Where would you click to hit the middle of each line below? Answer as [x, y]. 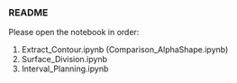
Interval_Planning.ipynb [65, 69]
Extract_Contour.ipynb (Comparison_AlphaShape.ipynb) [125, 50]
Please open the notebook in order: [74, 32]
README [28, 13]
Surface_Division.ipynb [64, 60]
